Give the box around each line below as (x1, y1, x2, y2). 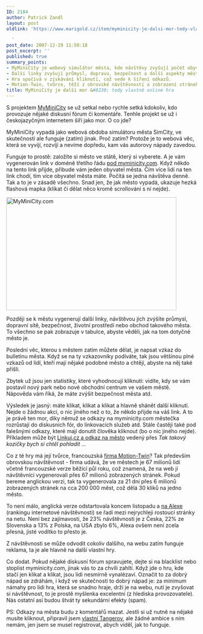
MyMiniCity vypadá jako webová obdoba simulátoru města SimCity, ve (6, 128, 182, 136)
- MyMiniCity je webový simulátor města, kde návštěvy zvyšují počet (6, 65, 185, 71)
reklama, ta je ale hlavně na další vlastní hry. (6, 546, 116, 554)
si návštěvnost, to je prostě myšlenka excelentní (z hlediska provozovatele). (6, 590, 195, 597)
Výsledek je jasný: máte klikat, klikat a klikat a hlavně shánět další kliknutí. (6, 402, 190, 409)
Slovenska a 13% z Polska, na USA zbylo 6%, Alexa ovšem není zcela (6, 521, 179, 529)
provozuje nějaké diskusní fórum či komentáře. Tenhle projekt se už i (6, 110, 177, 117)
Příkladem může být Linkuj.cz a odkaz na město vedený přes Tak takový (6, 434, 186, 441)
